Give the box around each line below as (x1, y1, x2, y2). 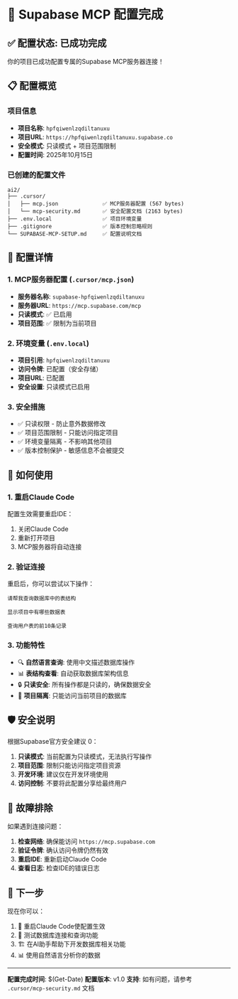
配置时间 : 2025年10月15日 (17, 150, 93, 159)
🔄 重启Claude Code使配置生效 (17, 921, 106, 930)
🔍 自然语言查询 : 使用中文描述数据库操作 (17, 658, 135, 666)
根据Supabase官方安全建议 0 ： (7, 737, 98, 746)
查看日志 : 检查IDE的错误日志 (17, 864, 101, 872)
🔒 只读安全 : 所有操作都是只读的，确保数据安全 (17, 680, 152, 688)
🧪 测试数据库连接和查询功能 (17, 931, 98, 939)
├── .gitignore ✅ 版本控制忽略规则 (7, 223, 153, 230)
